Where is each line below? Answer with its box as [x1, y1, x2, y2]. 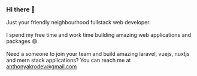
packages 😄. [6, 38, 39, 45]
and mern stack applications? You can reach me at [6, 56, 131, 64]
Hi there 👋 [6, 5, 36, 14]
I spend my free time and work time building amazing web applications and [6, 31, 192, 39]
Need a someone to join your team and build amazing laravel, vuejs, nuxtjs [6, 50, 190, 58]
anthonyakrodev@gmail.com [6, 63, 77, 70]
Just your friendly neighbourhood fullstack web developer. [6, 19, 151, 26]
